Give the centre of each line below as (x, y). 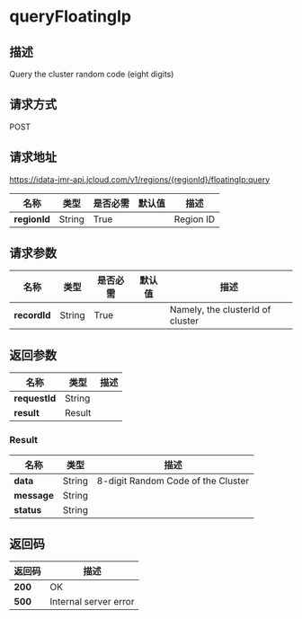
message (34, 495)
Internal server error (92, 602)
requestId (35, 399)
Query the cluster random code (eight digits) (92, 74)
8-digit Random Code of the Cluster (173, 481)
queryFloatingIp (71, 17)
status (28, 509)
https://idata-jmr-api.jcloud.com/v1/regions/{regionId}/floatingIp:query (140, 179)
